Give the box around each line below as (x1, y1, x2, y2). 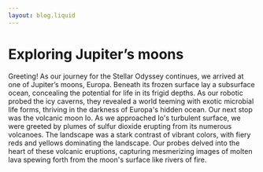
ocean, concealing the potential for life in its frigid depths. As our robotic (8, 88, 244, 97)
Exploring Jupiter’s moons (8, 45, 184, 63)
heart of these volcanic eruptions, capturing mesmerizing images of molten (8, 146, 253, 156)
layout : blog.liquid (8, 11, 76, 20)
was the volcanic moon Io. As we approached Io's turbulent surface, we (8, 113, 242, 123)
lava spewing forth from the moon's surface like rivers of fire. (8, 155, 207, 164)
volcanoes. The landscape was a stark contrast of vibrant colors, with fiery (8, 130, 251, 139)
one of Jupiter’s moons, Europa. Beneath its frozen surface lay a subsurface (8, 79, 255, 89)
